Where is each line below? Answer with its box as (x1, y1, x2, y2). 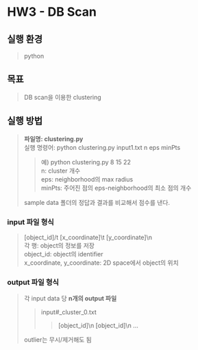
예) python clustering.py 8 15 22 (40, 157, 132, 166)
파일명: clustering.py (23, 135, 84, 143)
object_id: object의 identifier (23, 250, 103, 258)
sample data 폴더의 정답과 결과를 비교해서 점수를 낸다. (23, 198, 170, 206)
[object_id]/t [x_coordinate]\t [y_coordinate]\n (23, 233, 153, 241)
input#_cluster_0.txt (40, 308, 97, 316)
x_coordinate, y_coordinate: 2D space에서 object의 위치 (23, 259, 180, 267)
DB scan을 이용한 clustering (23, 93, 101, 101)
